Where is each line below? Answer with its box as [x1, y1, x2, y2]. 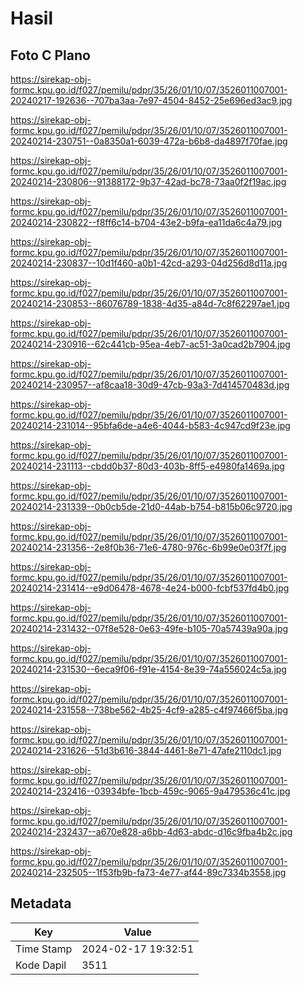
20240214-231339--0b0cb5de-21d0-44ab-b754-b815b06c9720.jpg [10, 501, 293, 512]
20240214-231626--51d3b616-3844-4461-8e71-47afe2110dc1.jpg [10, 745, 282, 756]
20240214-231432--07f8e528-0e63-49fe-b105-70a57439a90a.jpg [10, 623, 289, 634]
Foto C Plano [10, 47, 91, 64]
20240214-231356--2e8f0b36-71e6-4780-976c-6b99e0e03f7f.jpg [10, 542, 287, 553]
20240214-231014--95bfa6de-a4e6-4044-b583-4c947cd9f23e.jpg [10, 420, 291, 431]
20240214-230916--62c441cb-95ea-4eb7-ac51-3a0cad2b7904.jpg [10, 338, 291, 350]
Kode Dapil [15, 958, 67, 972]
